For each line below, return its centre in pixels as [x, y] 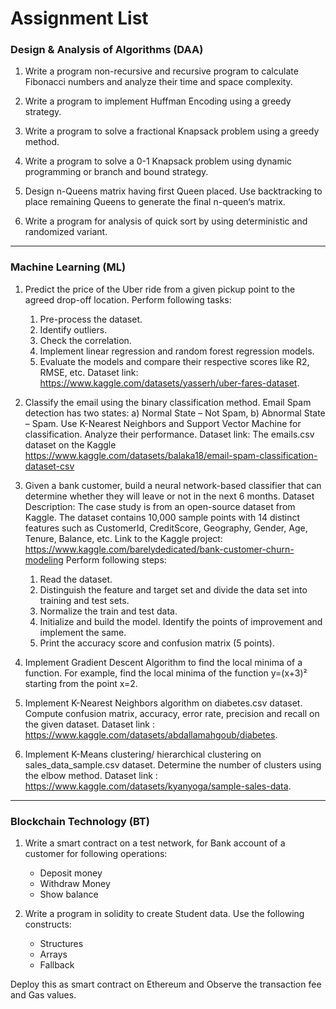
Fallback [57, 965]
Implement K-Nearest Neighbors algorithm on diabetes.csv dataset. [163, 703]
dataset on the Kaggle [70, 444]
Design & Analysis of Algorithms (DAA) [107, 50]
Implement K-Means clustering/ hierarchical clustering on [143, 754]
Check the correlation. [85, 340]
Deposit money [71, 873]
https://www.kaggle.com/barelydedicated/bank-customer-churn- [159, 549]
